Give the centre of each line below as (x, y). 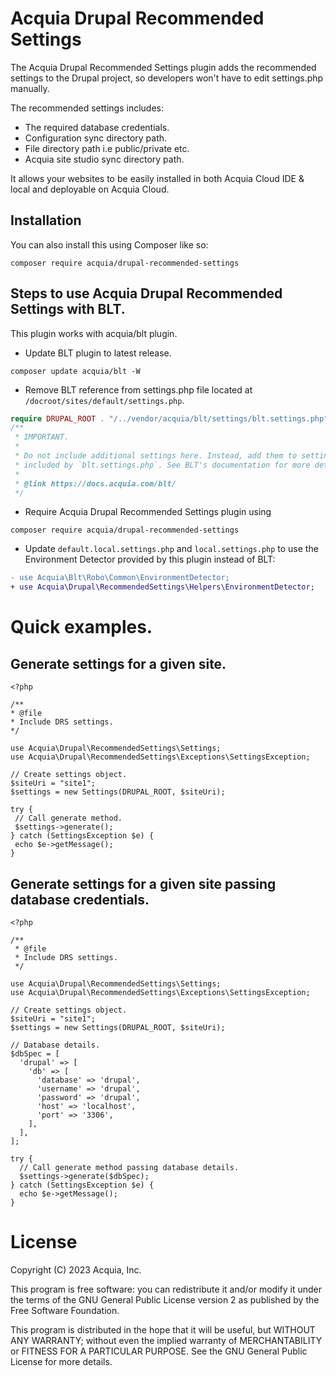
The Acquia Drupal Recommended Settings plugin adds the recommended (163, 67)
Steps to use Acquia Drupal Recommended (146, 293)
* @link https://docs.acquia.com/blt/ (95, 483)
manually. (30, 88)
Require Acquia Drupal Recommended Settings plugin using (148, 512)
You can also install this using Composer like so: (109, 244)
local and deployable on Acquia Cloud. (90, 189)
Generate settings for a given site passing (143, 883)
